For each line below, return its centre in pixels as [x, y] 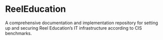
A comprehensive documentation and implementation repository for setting [81, 23]
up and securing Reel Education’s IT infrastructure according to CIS [74, 28]
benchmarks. [19, 33]
